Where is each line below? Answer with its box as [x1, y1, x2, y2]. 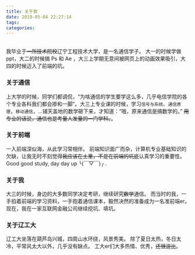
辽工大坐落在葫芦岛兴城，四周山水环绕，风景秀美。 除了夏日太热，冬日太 [6, 235, 182, 243]
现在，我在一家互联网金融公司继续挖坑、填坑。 [6, 205, 119, 212]
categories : [6, 25, 35, 31]
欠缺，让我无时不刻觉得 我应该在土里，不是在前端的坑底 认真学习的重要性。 [6, 153, 185, 160]
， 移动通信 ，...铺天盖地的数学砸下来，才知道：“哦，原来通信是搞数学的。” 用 [10, 108, 189, 115]
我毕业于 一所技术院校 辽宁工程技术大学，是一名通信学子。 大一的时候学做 [6, 48, 182, 55]
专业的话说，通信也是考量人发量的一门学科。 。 [6, 115, 116, 122]
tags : [6, 19, 19, 25]
